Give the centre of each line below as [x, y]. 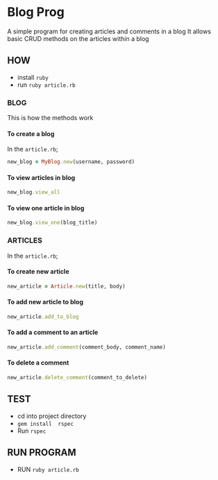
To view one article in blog [46, 208]
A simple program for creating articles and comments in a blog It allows [109, 31]
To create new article [38, 272]
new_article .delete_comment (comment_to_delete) [77, 378]
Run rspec [32, 431]
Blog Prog [36, 12]
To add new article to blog [45, 302]
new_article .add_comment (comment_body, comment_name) [87, 347]
